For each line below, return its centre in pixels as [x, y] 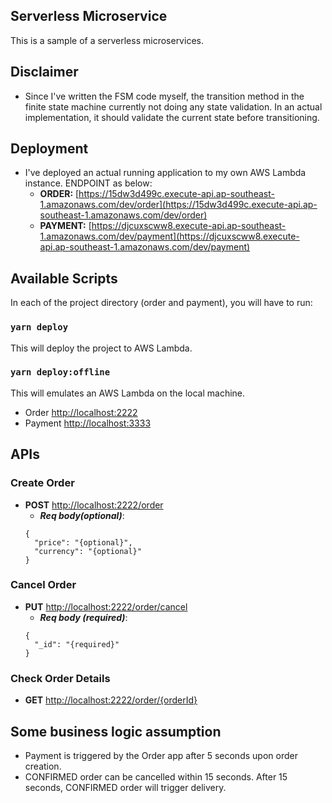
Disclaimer [44, 72]
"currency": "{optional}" [88, 551]
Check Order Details [60, 678]
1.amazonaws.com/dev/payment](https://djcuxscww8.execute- [169, 236]
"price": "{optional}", [83, 542]
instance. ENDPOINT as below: [88, 183]
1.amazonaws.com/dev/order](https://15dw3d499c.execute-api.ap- [178, 205]
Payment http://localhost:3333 [88, 423]
